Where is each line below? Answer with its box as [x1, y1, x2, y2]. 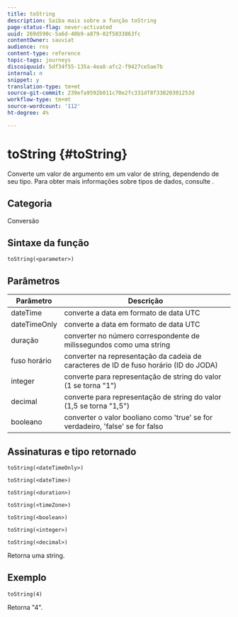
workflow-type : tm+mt [7, 96, 72, 104]
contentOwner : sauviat [7, 37, 74, 44]
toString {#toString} [7, 146, 128, 162]
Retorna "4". [7, 603, 43, 611]
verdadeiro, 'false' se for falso [64, 421, 164, 431]
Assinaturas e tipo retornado [7, 445, 137, 457]
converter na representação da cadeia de [64, 352, 202, 362]
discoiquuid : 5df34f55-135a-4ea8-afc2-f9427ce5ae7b [7, 63, 163, 70]
